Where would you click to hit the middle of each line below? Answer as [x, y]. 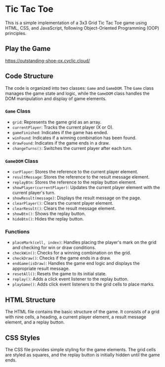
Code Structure [29, 76]
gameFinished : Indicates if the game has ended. [60, 132]
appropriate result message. [41, 269]
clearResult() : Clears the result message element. [64, 209]
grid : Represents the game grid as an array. [57, 122]
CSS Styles [23, 338]
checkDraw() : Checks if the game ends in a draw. [62, 258]
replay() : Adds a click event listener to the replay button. [70, 279]
